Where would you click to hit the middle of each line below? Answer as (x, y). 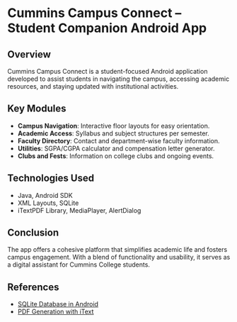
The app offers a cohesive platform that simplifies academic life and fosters (117, 250)
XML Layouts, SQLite (48, 203)
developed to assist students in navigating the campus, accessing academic (118, 79)
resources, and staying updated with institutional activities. (93, 86)
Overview (29, 54)
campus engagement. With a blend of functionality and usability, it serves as (119, 257)
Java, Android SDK (45, 195)
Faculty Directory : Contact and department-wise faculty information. (118, 140)
